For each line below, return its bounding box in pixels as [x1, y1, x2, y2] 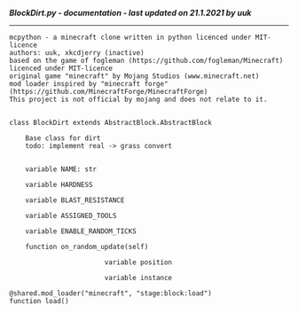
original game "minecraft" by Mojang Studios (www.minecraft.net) [9, 72, 260, 81]
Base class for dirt [25, 134, 101, 143]
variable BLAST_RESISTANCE [25, 196, 125, 205]
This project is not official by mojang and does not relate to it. [9, 95, 268, 104]
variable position [104, 258, 173, 267]
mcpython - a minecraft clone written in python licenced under [9, 33, 252, 42]
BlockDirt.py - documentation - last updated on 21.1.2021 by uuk [9, 8, 252, 18]
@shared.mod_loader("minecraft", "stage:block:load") [9, 289, 213, 298]
